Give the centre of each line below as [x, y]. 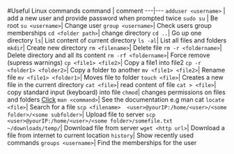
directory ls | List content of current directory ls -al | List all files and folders [117, 40]
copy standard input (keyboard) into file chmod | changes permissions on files [117, 92]
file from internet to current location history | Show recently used [100, 135]
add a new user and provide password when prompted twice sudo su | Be [112, 18]
